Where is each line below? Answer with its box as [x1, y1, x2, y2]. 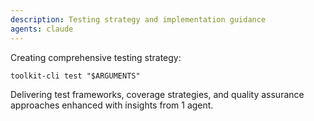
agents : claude [10, 24, 74, 34]
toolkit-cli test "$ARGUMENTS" [10, 71, 141, 81]
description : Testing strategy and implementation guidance [10, 14, 267, 25]
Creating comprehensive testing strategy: [10, 51, 182, 63]
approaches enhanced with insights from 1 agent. [10, 99, 214, 111]
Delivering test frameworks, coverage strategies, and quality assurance [10, 88, 305, 100]
